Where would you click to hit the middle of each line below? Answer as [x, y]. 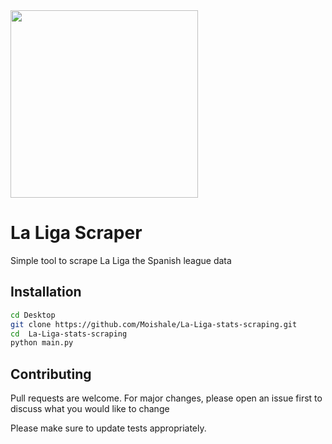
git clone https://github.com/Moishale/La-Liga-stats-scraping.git [154, 324]
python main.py [42, 343]
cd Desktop [33, 315]
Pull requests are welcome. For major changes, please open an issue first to [166, 398]
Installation [46, 292]
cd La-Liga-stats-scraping [69, 334]
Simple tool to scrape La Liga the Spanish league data [121, 260]
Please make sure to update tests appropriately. [108, 428]
